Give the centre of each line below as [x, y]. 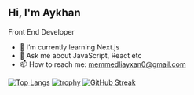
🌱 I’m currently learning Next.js [70, 47]
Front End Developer [41, 31]
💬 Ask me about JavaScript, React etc [81, 55]
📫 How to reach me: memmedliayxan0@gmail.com [102, 64]
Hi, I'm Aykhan [44, 13]
